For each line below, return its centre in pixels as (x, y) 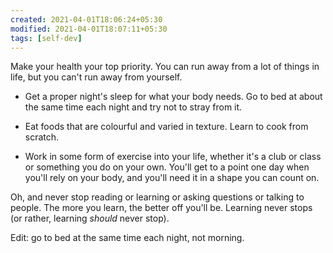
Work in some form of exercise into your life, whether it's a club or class (173, 157)
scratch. (42, 137)
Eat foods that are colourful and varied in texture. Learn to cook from (166, 127)
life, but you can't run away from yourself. (96, 77)
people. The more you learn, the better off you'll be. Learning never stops (161, 208)
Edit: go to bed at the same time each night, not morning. (127, 238)
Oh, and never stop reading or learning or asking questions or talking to (157, 197)
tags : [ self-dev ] (46, 38)
